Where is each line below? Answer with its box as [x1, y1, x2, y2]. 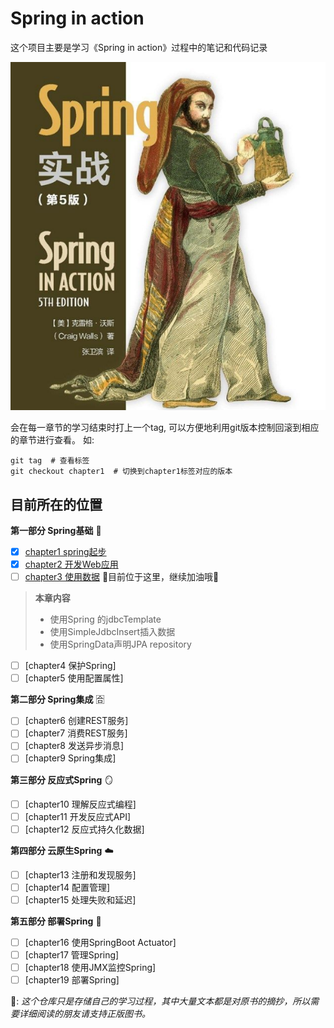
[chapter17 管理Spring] [24, 948, 120, 961]
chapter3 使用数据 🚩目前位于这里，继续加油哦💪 [24, 571, 220, 583]
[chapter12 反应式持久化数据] [24, 823, 145, 835]
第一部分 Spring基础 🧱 [10, 524, 102, 536]
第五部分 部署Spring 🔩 [10, 915, 102, 927]
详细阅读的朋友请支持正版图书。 [18, 1008, 151, 1020]
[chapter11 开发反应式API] [24, 810, 132, 822]
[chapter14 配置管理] [24, 881, 111, 893]
